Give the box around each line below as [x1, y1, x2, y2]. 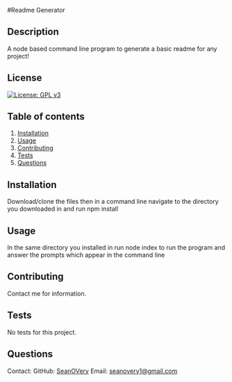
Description [7, 26, 59, 38]
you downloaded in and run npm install [7, 205, 119, 213]
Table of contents [7, 111, 85, 122]
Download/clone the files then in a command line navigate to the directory [7, 198, 219, 206]
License [7, 72, 42, 84]
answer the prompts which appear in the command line [7, 250, 165, 260]
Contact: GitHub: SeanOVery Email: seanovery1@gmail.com [7, 367, 178, 375]
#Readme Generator [7, 6, 66, 14]
